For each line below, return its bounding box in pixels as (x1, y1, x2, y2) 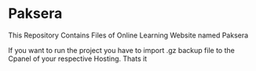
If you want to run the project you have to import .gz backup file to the (8, 45, 236, 55)
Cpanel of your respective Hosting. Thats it (8, 54, 148, 63)
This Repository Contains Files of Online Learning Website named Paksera (8, 30, 249, 40)
